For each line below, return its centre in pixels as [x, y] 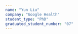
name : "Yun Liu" [22, 10]
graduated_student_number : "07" [39, 24]
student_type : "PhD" [27, 19]
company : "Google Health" [32, 14]
